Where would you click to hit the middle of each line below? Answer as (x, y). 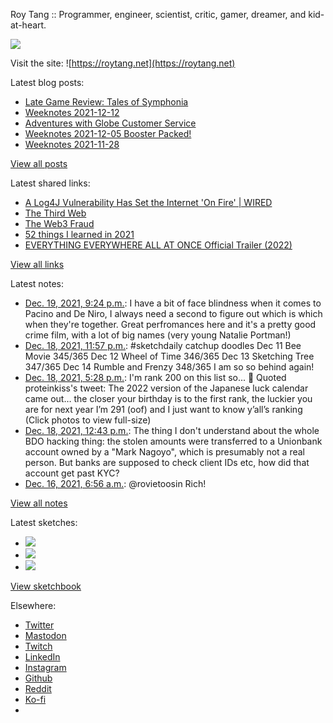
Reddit (38, 688)
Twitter (39, 625)
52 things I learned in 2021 (79, 234)
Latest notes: (37, 283)
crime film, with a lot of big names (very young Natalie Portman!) (158, 335)
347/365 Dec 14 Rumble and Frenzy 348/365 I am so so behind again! (169, 367)
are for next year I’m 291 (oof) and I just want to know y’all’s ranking (163, 409)
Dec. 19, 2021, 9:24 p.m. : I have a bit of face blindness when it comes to (173, 303)
